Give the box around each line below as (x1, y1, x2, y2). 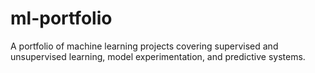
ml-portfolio (10, 7, 113, 30)
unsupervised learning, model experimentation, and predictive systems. (10, 50, 306, 62)
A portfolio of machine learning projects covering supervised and (10, 40, 279, 52)
